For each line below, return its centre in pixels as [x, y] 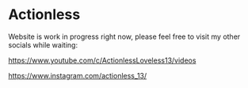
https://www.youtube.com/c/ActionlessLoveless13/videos [102, 60]
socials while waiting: [43, 44]
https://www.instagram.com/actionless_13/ [78, 75]
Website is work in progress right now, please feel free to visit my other [124, 36]
